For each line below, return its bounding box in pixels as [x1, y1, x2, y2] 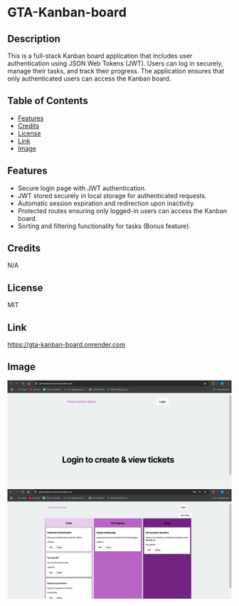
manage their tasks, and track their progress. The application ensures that [7, 67, 225, 75]
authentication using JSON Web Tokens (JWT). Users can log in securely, [7, 59, 223, 68]
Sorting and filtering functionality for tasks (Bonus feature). [17, 222, 191, 230]
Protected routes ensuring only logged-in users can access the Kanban [17, 206, 228, 215]
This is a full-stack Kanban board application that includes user [7, 51, 193, 60]
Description [7, 33, 60, 45]
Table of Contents [7, 95, 89, 107]
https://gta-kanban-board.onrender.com [7, 340, 126, 349]
